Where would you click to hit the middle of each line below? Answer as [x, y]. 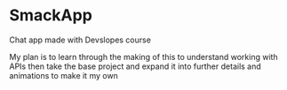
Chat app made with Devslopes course [80, 40]
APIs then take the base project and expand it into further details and [136, 66]
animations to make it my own [64, 75]
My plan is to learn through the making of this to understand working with [143, 56]
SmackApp [51, 15]
